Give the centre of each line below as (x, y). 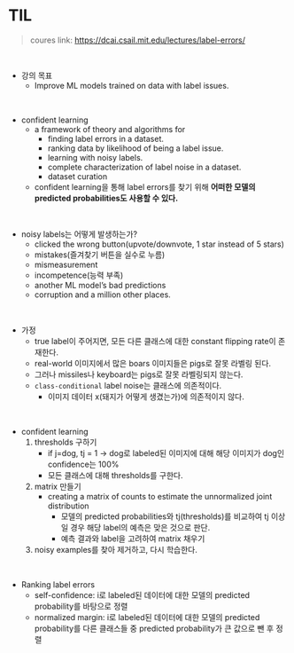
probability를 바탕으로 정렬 (81, 606)
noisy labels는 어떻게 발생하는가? (79, 234)
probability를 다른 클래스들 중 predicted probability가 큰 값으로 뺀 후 (154, 628)
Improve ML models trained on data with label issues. (132, 85)
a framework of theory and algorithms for (110, 129)
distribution (68, 506)
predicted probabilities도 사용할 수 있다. (106, 198)
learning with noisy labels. (95, 157)
